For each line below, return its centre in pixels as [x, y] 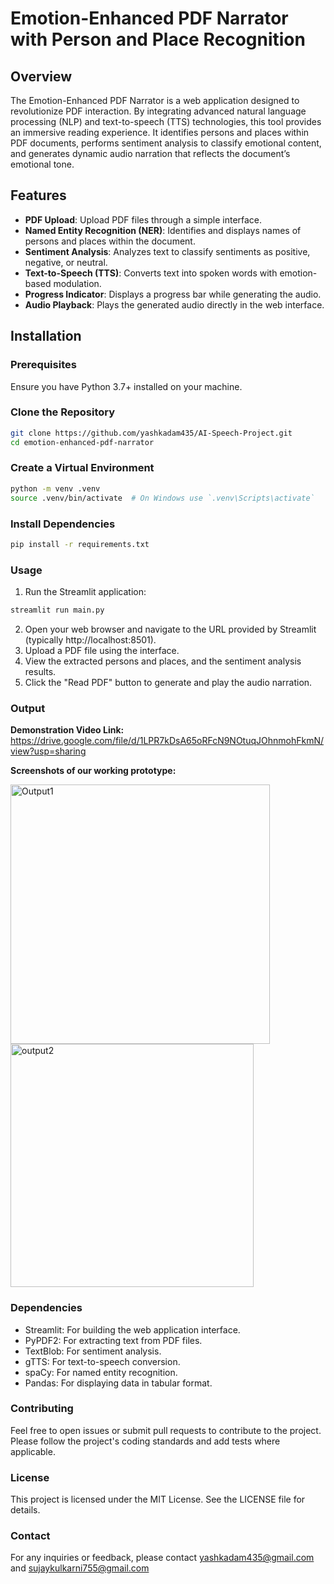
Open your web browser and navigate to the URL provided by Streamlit [170, 629]
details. [25, 1510]
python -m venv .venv [55, 488]
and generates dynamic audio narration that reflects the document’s [150, 153]
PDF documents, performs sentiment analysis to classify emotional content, [166, 143]
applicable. [33, 1451]
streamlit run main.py [57, 610]
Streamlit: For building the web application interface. [132, 1329]
